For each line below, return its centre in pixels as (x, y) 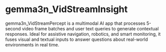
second (13, 28)
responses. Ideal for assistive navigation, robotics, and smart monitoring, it (83, 34)
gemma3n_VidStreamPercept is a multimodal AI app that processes (75, 23)
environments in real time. (32, 44)
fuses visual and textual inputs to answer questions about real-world (77, 39)
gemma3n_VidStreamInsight (67, 9)
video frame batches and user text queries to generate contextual (90, 28)
